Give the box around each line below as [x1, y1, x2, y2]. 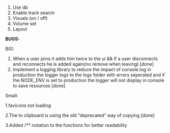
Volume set [12, 20, 37, 26]
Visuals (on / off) [12, 15, 48, 21]
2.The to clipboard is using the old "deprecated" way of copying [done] [5, 112, 155, 118]
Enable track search [12, 10, 55, 16]
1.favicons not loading [5, 102, 51, 109]
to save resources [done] [12, 83, 66, 89]
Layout [12, 26, 27, 32]
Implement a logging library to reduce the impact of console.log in [12, 66, 152, 72]
